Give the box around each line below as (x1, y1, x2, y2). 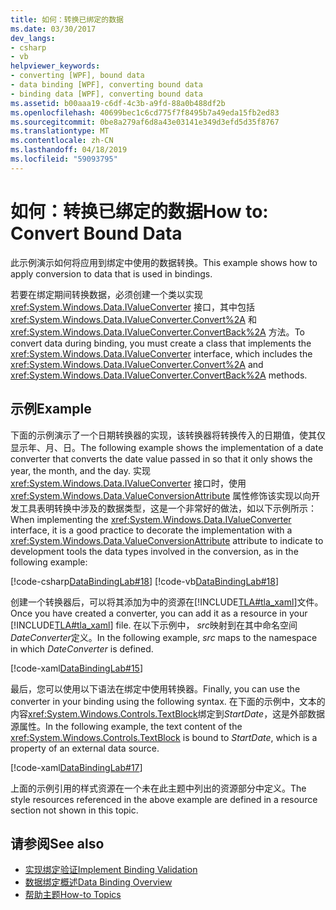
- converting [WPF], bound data (10, 71, 145, 81)
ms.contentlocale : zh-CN (10, 136, 114, 146)
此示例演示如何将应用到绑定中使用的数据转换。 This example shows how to (10, 256, 318, 268)
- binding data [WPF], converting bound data (10, 89, 203, 99)
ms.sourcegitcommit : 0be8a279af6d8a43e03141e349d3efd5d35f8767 (10, 117, 280, 127)
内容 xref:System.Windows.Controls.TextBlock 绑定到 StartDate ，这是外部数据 (10, 707, 326, 720)
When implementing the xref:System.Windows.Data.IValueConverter (10, 513, 292, 525)
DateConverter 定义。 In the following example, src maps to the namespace (10, 631, 318, 643)
